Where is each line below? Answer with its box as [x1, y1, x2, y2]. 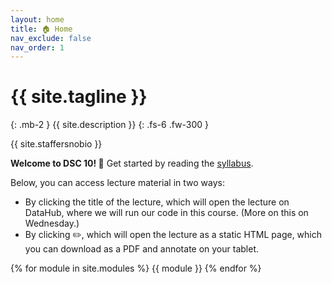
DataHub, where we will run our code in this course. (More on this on [24, 207, 309, 219]
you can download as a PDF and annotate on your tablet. [24, 243, 259, 255]
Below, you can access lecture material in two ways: [10, 177, 225, 189]
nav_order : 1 [10, 42, 65, 53]
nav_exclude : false [10, 33, 92, 43]
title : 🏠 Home [10, 24, 73, 34]
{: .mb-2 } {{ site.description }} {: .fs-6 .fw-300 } [10, 119, 210, 131]
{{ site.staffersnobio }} [10, 138, 103, 150]
